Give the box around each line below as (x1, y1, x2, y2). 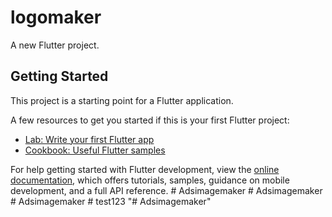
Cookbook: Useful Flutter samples (24, 144, 166, 156)
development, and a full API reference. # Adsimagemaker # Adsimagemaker (10, 184, 323, 196)
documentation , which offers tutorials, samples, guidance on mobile (10, 174, 290, 186)
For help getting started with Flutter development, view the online (10, 163, 280, 175)
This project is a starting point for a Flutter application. (10, 94, 234, 106)
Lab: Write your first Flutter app (24, 133, 155, 145)
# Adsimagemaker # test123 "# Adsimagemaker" (10, 195, 212, 207)
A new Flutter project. (10, 39, 100, 51)
